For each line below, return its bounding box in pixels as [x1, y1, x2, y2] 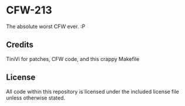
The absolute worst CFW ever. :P [6, 23, 85, 30]
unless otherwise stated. [6, 94, 66, 101]
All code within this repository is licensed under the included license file [6, 88, 180, 95]
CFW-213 [6, 4, 53, 17]
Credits [6, 40, 34, 50]
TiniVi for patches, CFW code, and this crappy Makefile [6, 55, 139, 62]
